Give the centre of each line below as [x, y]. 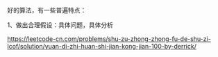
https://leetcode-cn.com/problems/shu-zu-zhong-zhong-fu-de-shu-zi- [109, 39]
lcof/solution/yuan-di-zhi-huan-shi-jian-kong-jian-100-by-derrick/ [102, 46]
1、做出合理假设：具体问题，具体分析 [60, 25]
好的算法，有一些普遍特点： [47, 10]
